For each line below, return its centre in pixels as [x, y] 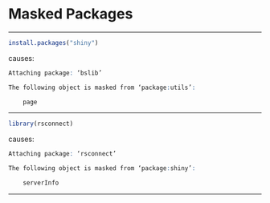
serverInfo [41, 183]
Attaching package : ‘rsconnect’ [62, 154]
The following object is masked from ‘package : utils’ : [102, 87]
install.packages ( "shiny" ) [53, 43]
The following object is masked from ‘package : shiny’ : [102, 168]
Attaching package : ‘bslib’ [55, 73]
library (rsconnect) [41, 124]
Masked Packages [71, 14]
